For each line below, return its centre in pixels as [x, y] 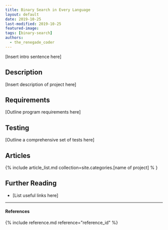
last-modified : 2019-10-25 [33, 24]
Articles [18, 155]
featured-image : [22, 28]
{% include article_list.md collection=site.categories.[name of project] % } [81, 167]
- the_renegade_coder [32, 42]
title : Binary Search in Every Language [48, 10]
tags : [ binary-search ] [29, 33]
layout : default [22, 14]
